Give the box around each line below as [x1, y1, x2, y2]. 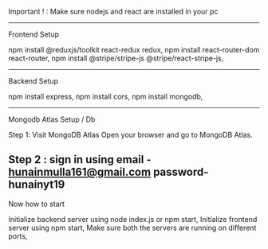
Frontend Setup [8, 29, 60, 39]
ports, [8, 231, 28, 241]
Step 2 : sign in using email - [8, 153, 152, 166]
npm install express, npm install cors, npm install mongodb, [8, 91, 203, 101]
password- [152, 165, 209, 179]
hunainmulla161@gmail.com [8, 165, 152, 179]
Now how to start [8, 199, 65, 208]
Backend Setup [8, 76, 58, 86]
